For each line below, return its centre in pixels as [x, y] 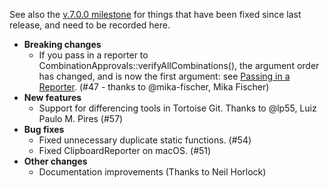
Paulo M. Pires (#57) [81, 118]
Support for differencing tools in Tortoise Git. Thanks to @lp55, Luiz [177, 108]
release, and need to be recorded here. [90, 25]
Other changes [55, 161]
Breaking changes [62, 44]
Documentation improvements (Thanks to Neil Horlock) [152, 172]
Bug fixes [44, 129]
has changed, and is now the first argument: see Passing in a [164, 76]
